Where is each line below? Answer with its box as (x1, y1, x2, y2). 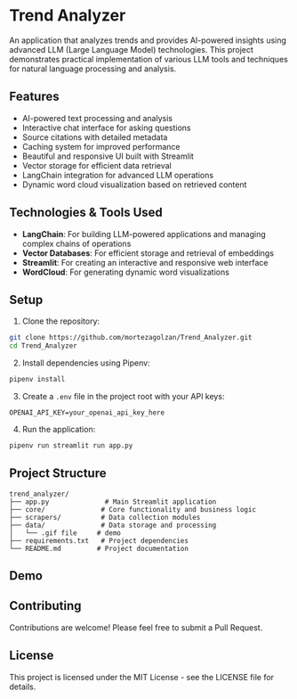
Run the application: (21, 424, 96, 434)
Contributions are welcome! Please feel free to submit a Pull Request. (9, 621, 263, 633)
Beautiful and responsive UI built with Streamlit (21, 151, 194, 161)
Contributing (9, 598, 82, 613)
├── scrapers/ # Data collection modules (9, 513, 201, 522)
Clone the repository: (21, 316, 100, 326)
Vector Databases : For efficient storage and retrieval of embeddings (21, 247, 274, 259)
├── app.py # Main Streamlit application (9, 497, 217, 506)
